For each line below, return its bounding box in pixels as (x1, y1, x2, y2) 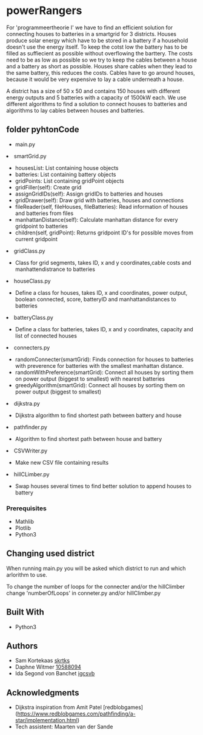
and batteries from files (15, 209, 74, 217)
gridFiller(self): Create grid (15, 183, 82, 191)
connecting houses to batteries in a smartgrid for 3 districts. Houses (6, 30, 177, 37)
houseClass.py (14, 277, 51, 284)
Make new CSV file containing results (15, 459, 109, 466)
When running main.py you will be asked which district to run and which (6, 564, 186, 572)
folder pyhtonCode (6, 124, 79, 135)
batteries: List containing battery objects (15, 171, 116, 178)
